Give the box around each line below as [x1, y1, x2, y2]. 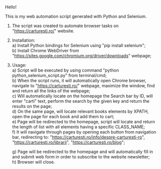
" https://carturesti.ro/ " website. [12, 28, 75, 33]
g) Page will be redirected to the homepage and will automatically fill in [12, 149, 153, 154]
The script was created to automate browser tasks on [12, 23, 119, 29]
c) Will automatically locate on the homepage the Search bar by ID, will [12, 93, 153, 99]
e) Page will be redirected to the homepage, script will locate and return [12, 119, 155, 124]
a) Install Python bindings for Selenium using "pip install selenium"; [12, 43, 146, 48]
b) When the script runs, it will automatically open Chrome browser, [12, 77, 146, 83]
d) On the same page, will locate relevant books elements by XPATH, [12, 108, 149, 114]
